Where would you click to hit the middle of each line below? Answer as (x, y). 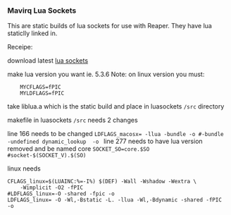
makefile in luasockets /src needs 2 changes (73, 120)
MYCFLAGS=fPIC (40, 87)
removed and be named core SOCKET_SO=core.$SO (79, 149)
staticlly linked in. (32, 33)
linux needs (24, 168)
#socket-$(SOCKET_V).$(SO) (47, 156)
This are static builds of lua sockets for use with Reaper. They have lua (110, 26)
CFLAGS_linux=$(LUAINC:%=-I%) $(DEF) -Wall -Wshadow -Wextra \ (102, 182)
